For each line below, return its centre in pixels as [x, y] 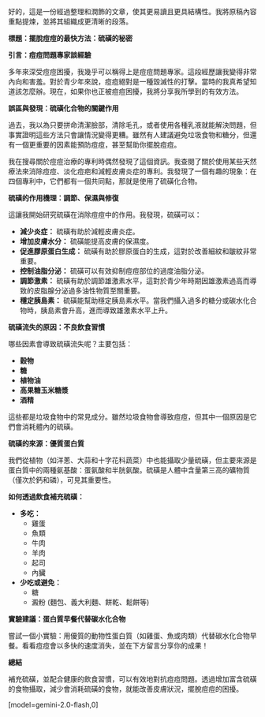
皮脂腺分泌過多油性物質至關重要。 [89, 291]
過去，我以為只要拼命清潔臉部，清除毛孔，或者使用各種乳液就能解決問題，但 [132, 125]
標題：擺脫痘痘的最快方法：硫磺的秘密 [70, 38]
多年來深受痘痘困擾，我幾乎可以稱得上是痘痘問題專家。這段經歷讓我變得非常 [132, 72]
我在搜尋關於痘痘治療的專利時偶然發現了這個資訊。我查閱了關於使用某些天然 [132, 161]
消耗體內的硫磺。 [49, 427]
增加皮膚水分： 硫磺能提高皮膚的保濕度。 [86, 241]
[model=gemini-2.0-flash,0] [53, 705]
